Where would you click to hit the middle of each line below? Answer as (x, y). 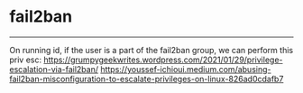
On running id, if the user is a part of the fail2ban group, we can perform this (151, 50)
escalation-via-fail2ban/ (54, 69)
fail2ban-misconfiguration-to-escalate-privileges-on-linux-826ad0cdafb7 (147, 79)
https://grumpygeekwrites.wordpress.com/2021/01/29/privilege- (163, 60)
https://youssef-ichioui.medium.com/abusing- (186, 69)
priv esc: (26, 60)
